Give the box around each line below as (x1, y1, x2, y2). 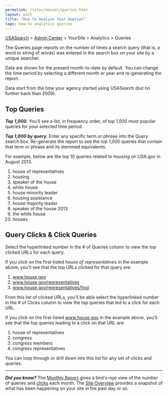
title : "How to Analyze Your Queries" (5, 16, 86, 21)
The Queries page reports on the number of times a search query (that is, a (5, 44, 160, 50)
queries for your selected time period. (5, 123, 83, 130)
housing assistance (12, 195, 52, 201)
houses (12, 216, 28, 222)
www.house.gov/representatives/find (12, 284, 89, 290)
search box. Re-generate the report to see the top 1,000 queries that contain (5, 138, 162, 145)
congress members (12, 340, 53, 346)
